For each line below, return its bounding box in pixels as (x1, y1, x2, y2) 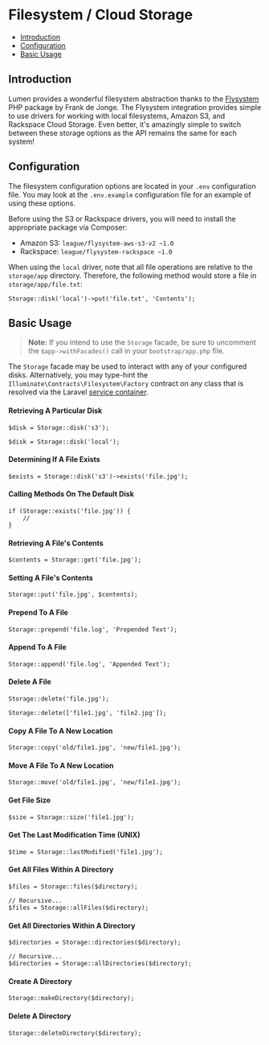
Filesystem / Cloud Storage (8, 6, 194, 24)
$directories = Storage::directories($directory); (8, 938, 181, 947)
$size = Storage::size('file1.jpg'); (8, 813, 135, 821)
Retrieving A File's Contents (8, 538, 104, 548)
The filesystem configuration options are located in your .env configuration (8, 181, 257, 190)
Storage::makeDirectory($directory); (8, 994, 135, 1002)
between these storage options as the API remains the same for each (8, 128, 237, 137)
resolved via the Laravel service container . (8, 387, 149, 397)
